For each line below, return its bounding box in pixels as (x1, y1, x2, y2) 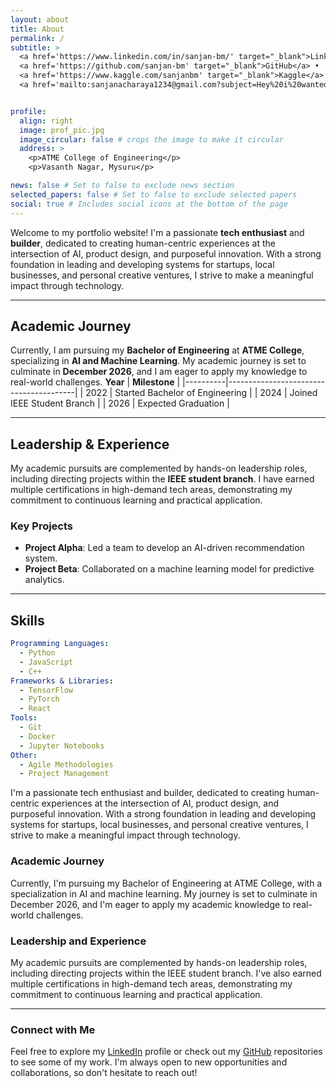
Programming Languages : (10, 639, 110, 649)
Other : (10, 750, 38, 760)
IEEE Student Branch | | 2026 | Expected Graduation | (10, 397, 230, 410)
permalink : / (10, 33, 65, 43)
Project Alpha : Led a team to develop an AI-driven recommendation (24, 542, 305, 554)
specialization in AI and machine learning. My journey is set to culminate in (10, 887, 318, 900)
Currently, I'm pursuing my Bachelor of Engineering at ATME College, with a (10, 877, 323, 889)
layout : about (10, 14, 70, 25)
